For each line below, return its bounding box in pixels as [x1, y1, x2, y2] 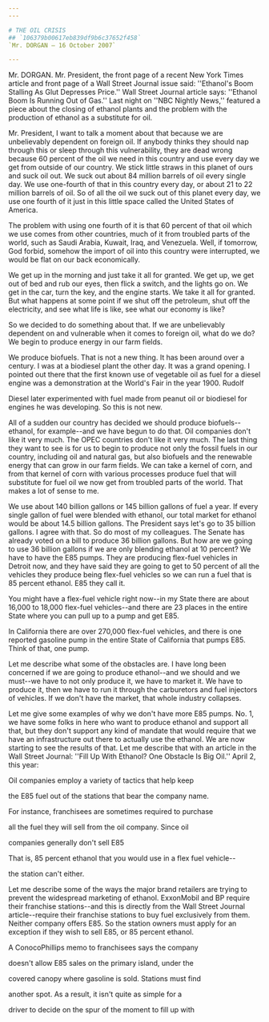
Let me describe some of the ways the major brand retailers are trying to [8, 885, 248, 894]
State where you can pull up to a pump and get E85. [8, 611, 179, 621]
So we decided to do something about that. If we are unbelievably [8, 320, 226, 330]
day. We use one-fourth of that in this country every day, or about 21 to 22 [8, 180, 253, 189]
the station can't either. [8, 869, 85, 879]
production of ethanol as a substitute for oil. [8, 113, 153, 123]
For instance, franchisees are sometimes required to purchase [8, 807, 214, 816]
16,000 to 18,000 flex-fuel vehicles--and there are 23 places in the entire [8, 603, 248, 613]
